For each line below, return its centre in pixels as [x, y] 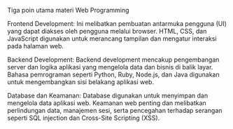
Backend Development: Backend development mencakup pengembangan [113, 60]
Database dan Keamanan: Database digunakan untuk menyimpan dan [108, 95]
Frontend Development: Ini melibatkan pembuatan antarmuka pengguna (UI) [117, 23]
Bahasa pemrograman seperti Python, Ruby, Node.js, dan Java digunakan [113, 74]
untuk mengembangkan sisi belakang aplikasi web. [81, 82]
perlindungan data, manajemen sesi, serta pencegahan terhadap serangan [115, 110]
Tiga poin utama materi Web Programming [68, 10]
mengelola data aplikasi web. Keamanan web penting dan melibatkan [107, 103]
